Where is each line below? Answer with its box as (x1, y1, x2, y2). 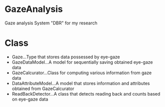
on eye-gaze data (11, 96, 48, 102)
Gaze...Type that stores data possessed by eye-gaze (11, 54, 120, 60)
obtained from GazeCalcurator (11, 86, 75, 92)
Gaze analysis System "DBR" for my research (4, 20, 97, 26)
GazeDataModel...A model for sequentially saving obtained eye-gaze (11, 59, 153, 65)
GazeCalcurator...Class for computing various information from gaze (11, 70, 152, 76)
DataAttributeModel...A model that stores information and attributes (11, 80, 150, 86)
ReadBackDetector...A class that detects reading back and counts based (11, 91, 161, 97)
